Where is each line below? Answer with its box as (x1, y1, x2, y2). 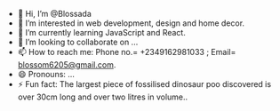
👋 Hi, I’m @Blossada (17, 9, 92, 19)
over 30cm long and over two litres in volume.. (17, 91, 188, 102)
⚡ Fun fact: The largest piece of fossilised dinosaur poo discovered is (17, 79, 272, 89)
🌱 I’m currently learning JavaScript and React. (17, 28, 187, 37)
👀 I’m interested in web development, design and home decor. (17, 18, 245, 28)
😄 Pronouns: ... (17, 69, 76, 79)
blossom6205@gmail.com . (17, 59, 116, 70)
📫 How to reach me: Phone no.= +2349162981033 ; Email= (17, 47, 236, 57)
